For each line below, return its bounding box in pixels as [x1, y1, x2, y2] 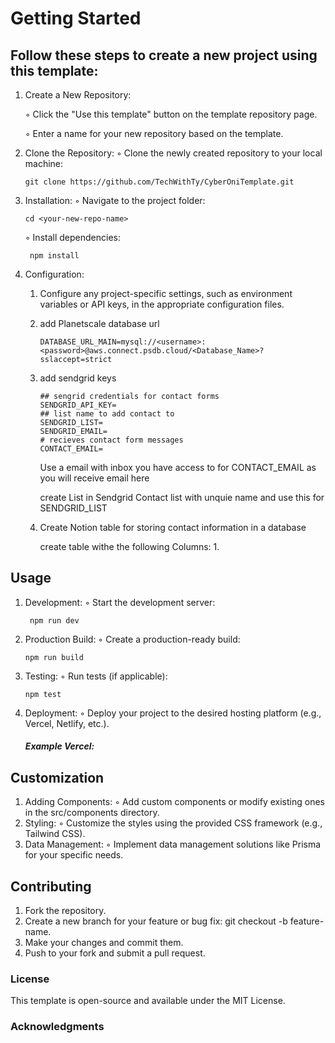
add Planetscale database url [39, 318, 160, 329]
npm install [29, 251, 80, 261]
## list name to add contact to [39, 409, 175, 419]
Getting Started [10, 7, 142, 30]
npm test [24, 689, 62, 699]
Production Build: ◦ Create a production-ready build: [24, 633, 241, 645]
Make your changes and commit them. [24, 937, 184, 949]
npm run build [24, 652, 84, 662]
